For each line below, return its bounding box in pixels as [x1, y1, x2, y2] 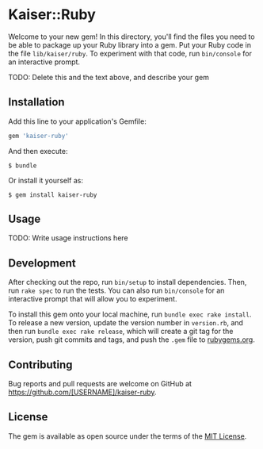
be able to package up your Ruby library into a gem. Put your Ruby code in [8, 40, 252, 49]
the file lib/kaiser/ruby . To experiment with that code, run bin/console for [8, 48, 252, 58]
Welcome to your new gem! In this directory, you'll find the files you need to [8, 32, 255, 41]
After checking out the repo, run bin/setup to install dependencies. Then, [8, 278, 247, 287]
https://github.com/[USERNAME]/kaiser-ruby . [8, 387, 157, 397]
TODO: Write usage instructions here [8, 233, 128, 243]
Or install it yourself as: [8, 175, 83, 185]
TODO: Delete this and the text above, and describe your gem [8, 72, 210, 82]
